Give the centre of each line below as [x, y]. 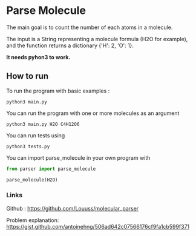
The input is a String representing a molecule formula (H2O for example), [97, 39]
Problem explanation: [33, 220]
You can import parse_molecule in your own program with [78, 157]
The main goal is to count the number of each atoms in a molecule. [90, 27]
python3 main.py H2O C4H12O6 [43, 124]
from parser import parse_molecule [51, 169]
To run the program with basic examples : [58, 91]
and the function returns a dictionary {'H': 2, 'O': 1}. [70, 45]
